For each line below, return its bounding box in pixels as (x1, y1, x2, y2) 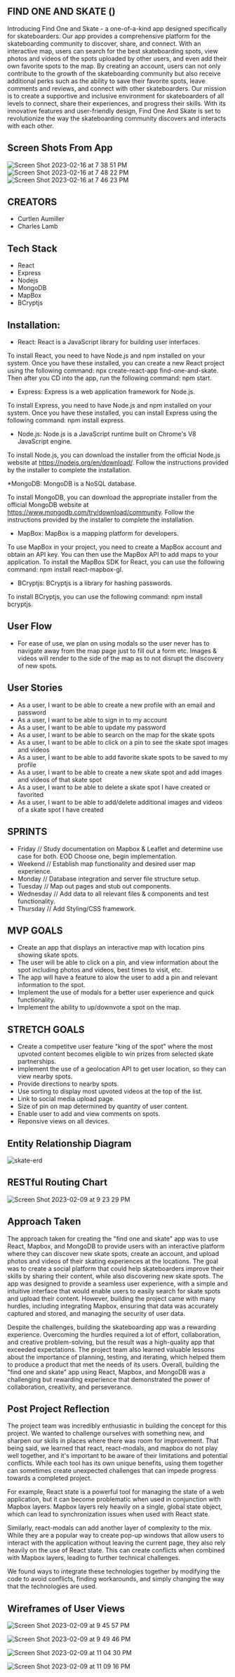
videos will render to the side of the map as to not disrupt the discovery (17, 654, 224, 662)
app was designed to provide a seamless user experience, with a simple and (7, 1279, 228, 1288)
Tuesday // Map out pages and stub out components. (17, 881, 172, 890)
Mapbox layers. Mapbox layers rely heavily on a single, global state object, (7, 1502, 223, 1511)
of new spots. (17, 661, 58, 670)
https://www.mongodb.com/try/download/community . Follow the (7, 508, 195, 517)
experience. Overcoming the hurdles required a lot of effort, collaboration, (7, 1330, 221, 1338)
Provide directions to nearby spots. (17, 1080, 119, 1088)
